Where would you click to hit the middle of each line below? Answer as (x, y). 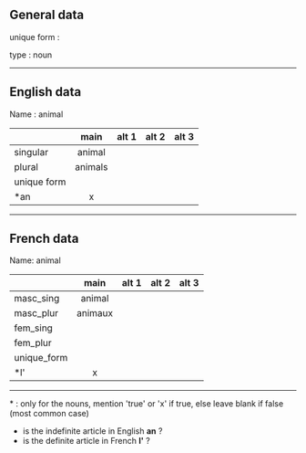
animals (92, 166)
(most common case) (49, 414)
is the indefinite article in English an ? (92, 431)
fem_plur (33, 343)
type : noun (31, 55)
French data (44, 239)
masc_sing (37, 299)
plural (26, 166)
